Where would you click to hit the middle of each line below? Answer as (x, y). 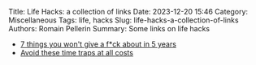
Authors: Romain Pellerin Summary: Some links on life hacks (109, 28)
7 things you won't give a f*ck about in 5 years (98, 44)
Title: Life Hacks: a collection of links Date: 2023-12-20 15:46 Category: (128, 12)
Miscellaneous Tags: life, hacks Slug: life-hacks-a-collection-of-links (124, 20)
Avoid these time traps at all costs (77, 53)
